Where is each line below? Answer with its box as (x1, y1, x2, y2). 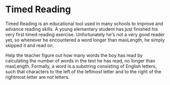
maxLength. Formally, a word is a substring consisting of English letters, (5, 63, 157, 69)
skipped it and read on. (5, 42, 54, 48)
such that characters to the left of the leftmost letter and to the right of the (5, 68, 162, 75)
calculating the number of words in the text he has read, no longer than (5, 57, 155, 63)
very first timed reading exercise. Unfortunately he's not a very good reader (5, 31, 165, 37)
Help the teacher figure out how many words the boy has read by (5, 52, 143, 58)
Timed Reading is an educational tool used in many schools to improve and (5, 20, 163, 27)
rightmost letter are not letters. (5, 74, 70, 80)
